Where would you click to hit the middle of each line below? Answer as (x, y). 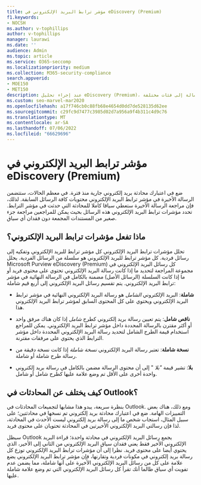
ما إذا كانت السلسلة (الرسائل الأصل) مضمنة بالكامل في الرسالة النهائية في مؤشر (96, 277)
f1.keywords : (23, 17)
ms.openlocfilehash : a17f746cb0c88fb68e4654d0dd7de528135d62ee (87, 106)
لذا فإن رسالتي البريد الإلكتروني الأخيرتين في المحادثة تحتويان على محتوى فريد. (94, 426)
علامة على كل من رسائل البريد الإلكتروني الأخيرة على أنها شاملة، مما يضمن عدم (95, 463)
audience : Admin (27, 51)
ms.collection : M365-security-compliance (59, 73)
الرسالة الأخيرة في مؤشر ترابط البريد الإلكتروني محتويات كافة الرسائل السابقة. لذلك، (101, 199)
